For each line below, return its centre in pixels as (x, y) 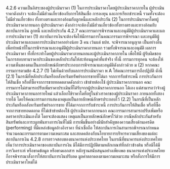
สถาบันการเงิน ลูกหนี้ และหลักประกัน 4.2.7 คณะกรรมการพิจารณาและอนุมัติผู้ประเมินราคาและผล (85, 31)
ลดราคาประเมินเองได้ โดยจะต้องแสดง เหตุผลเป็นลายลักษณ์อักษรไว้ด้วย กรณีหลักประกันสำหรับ (83, 116)
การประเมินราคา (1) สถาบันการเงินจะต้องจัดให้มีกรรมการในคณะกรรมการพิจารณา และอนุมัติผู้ (82, 36)
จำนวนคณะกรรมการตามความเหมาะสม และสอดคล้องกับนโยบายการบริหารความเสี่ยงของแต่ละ (82, 133)
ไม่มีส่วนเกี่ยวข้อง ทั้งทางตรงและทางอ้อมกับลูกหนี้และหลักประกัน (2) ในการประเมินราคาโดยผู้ (82, 19)
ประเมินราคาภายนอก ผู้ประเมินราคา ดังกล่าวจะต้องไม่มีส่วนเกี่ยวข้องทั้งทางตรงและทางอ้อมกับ (81, 25)
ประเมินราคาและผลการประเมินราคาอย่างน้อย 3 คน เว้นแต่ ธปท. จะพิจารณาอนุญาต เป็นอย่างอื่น (84, 42)
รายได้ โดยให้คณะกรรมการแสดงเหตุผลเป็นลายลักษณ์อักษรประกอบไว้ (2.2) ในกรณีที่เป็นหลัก (83, 99)
